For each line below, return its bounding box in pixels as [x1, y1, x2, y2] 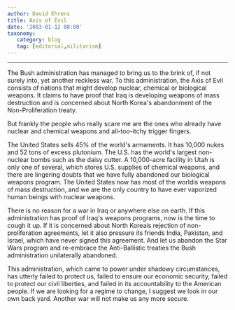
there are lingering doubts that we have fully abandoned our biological [7, 170, 210, 179]
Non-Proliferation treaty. [7, 106, 78, 114]
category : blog [16, 36, 61, 43]
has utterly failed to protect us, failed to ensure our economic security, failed [7, 272, 228, 281]
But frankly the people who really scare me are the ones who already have [7, 120, 222, 128]
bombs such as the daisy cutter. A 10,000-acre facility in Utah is [30, 156, 215, 163]
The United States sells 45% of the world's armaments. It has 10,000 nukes [7, 141, 225, 149]
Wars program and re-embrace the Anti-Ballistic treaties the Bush [7, 243, 197, 252]
